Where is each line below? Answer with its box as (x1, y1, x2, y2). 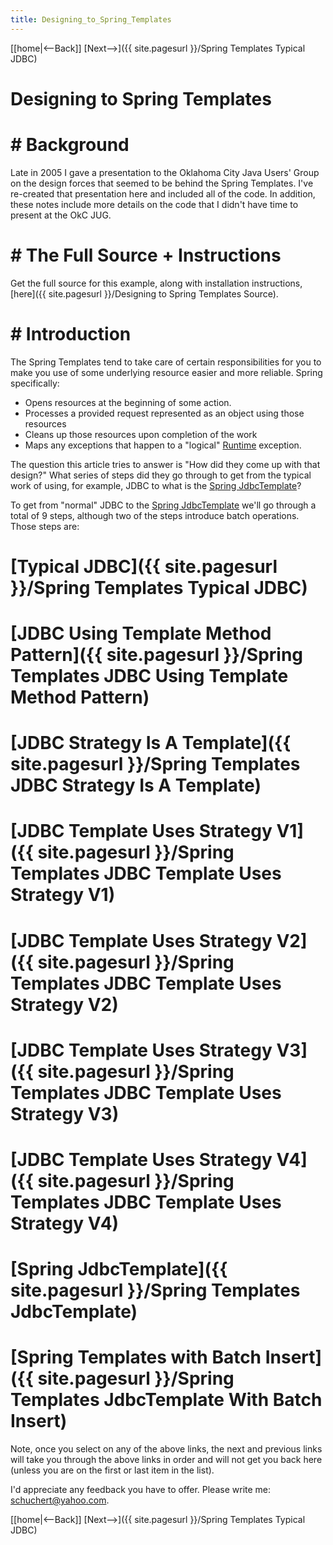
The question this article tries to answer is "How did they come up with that (10, 458, 321, 470)
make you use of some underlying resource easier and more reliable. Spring (10, 366, 323, 378)
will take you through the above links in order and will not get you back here (10, 1454, 323, 1466)
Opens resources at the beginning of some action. (24, 396, 232, 408)
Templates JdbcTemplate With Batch (10, 1389, 323, 1411)
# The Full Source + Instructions (10, 244, 282, 266)
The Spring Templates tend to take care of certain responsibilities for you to (10, 356, 322, 368)
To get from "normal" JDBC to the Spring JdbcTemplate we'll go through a (10, 499, 317, 511)
